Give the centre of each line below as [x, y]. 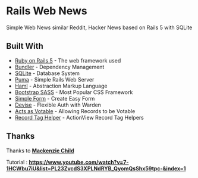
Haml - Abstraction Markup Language [61, 86]
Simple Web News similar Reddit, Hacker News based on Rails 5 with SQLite [99, 27]
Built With [25, 46]
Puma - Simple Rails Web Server [54, 79]
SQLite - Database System [47, 73]
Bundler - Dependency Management [59, 67]
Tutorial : [17, 162]
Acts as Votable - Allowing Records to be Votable [75, 111]
